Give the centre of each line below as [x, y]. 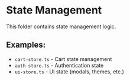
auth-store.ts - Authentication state [59, 65]
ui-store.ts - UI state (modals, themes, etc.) [69, 72]
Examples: [26, 45]
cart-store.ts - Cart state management [63, 59]
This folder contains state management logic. [61, 26]
